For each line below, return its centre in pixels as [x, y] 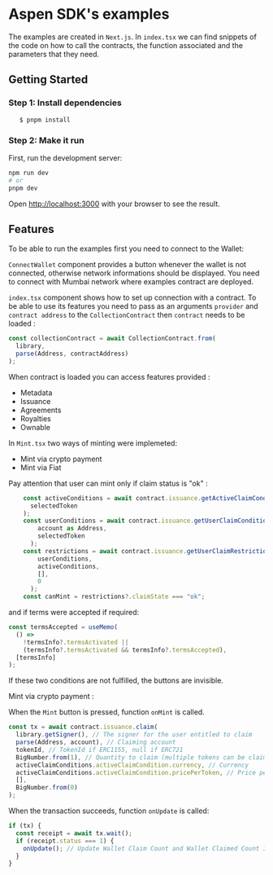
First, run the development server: [65, 158]
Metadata [36, 393]
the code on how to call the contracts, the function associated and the [126, 45]
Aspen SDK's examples [89, 14]
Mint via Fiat [41, 467]
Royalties [35, 418]
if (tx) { [25, 826]
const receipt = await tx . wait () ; [74, 833]
